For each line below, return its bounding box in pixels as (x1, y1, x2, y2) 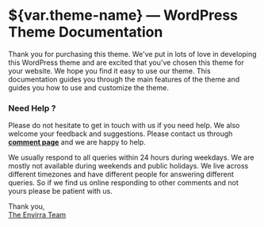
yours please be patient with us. (8, 187, 113, 196)
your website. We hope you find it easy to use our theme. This (8, 66, 212, 75)
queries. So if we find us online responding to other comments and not (8, 178, 239, 187)
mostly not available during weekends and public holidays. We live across (8, 161, 249, 171)
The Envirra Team (8, 210, 67, 220)
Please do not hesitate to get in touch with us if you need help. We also (8, 121, 240, 131)
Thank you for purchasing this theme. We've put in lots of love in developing (8, 49, 257, 59)
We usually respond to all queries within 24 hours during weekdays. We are (8, 153, 254, 162)
